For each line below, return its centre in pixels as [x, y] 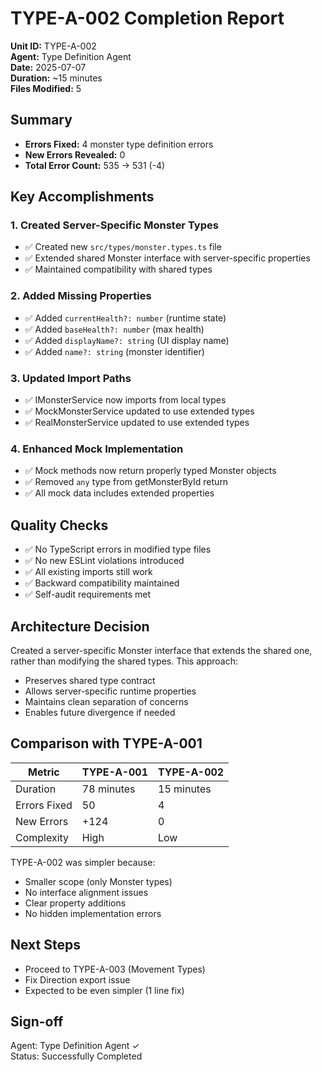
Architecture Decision [80, 626]
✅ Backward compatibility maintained [102, 583]
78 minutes [108, 789]
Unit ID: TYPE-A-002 [53, 46]
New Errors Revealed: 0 [75, 154]
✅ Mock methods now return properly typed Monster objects [150, 471]
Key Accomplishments [82, 197]
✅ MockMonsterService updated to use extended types [139, 411]
